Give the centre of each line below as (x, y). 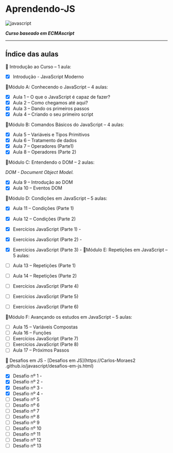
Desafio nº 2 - (28, 382)
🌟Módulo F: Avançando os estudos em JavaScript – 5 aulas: (69, 317)
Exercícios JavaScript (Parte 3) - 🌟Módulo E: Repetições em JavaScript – (90, 250)
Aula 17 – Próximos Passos (41, 350)
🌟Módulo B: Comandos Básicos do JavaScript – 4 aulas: (65, 125)
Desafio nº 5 (26, 399)
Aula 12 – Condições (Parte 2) (44, 219)
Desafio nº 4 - (28, 393)
